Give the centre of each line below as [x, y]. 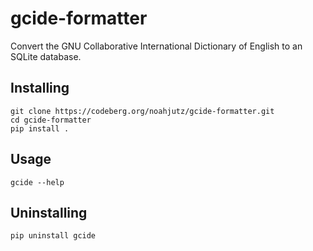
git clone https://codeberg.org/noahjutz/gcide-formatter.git [142, 111]
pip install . [40, 128]
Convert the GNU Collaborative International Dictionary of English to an [156, 46]
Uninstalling [49, 212]
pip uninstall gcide [53, 236]
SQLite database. [46, 56]
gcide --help [37, 182]
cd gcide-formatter [51, 120]
